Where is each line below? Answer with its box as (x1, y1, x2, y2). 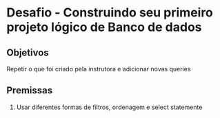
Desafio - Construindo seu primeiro (6, 5, 213, 21)
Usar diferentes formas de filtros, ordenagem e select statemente (16, 103, 203, 111)
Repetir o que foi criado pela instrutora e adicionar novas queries (6, 65, 191, 73)
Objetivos (6, 47, 49, 58)
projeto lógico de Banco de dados (6, 19, 202, 35)
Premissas (6, 84, 53, 97)
